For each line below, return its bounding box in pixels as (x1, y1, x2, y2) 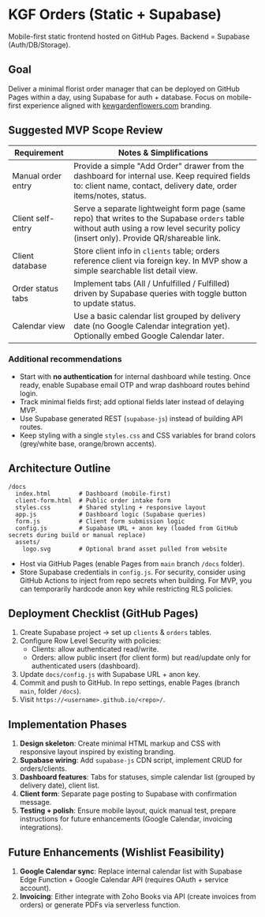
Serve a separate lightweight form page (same (73, 203, 246, 214)
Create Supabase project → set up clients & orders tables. (19, 628, 211, 637)
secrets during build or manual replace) (8, 531, 147, 539)
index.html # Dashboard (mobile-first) (15, 490, 171, 498)
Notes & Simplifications (118, 147, 209, 158)
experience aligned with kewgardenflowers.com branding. (22, 100, 212, 110)
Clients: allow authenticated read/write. (31, 645, 159, 654)
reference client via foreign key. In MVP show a (73, 255, 248, 266)
